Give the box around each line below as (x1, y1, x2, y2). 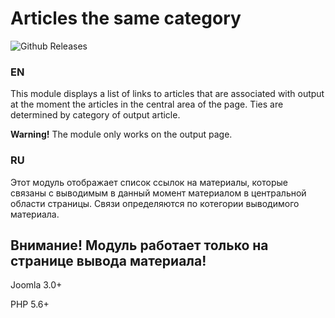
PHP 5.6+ (10, 298, 50, 311)
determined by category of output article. (10, 109, 181, 121)
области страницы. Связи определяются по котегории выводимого (10, 197, 300, 209)
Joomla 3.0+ (10, 279, 63, 291)
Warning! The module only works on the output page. (10, 128, 233, 141)
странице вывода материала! (10, 252, 207, 269)
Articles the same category (10, 7, 242, 30)
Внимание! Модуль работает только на (10, 237, 269, 254)
